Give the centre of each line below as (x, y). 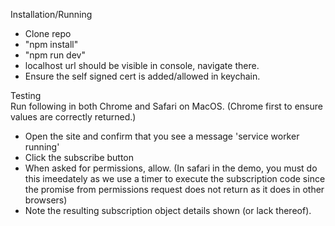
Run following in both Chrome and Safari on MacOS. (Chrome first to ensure (166, 106)
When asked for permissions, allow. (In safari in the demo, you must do (171, 168)
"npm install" (51, 44)
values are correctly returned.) (73, 117)
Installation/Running (51, 14)
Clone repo (48, 33)
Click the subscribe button (79, 157)
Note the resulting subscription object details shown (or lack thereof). (168, 210)
